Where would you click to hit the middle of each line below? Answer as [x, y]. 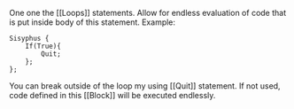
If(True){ [43, 46]
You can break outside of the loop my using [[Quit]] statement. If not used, [145, 86]
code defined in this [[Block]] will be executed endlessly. [112, 95]
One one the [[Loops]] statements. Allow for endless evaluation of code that [147, 13]
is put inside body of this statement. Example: [92, 22]
